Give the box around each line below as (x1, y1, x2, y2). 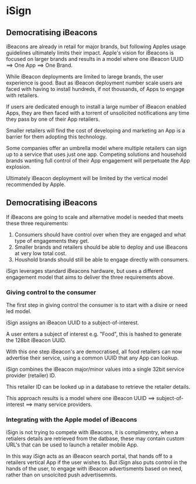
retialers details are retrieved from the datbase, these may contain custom (6, 435, 184, 442)
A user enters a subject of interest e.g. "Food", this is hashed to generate (6, 330, 182, 338)
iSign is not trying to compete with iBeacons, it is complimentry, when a (6, 429, 178, 436)
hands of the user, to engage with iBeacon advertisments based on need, (6, 465, 183, 472)
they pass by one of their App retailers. (6, 116, 100, 123)
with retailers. (6, 92, 39, 99)
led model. (6, 308, 32, 315)
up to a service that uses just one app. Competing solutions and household (6, 151, 187, 158)
